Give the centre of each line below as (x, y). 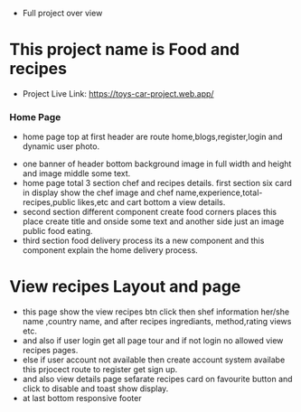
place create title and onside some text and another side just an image (153, 221)
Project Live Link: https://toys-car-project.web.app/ (118, 93)
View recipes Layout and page (125, 287)
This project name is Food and (125, 50)
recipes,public (49, 202)
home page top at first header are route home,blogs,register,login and (152, 137)
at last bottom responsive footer (82, 398)
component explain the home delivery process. (110, 250)
